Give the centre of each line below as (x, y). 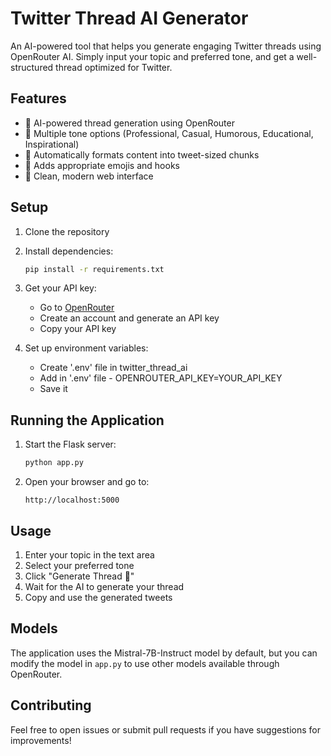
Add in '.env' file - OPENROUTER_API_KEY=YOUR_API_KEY (161, 378)
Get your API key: (60, 288)
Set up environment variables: (86, 348)
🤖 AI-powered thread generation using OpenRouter (129, 123)
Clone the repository (67, 231)
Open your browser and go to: (87, 482)
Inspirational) (52, 144)
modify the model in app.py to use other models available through (145, 663)
